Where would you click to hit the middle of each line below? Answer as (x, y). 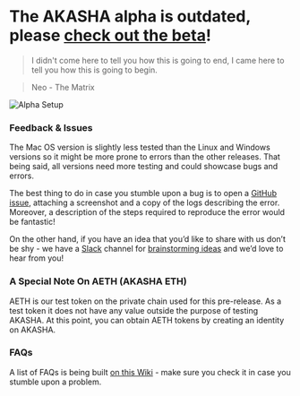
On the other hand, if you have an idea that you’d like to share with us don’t (148, 239)
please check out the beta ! (111, 35)
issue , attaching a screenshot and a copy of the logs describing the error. (145, 202)
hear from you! (37, 258)
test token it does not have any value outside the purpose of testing (134, 310)
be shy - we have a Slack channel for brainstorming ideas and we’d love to (146, 249)
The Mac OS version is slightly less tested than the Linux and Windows (140, 147)
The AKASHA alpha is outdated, (130, 17)
